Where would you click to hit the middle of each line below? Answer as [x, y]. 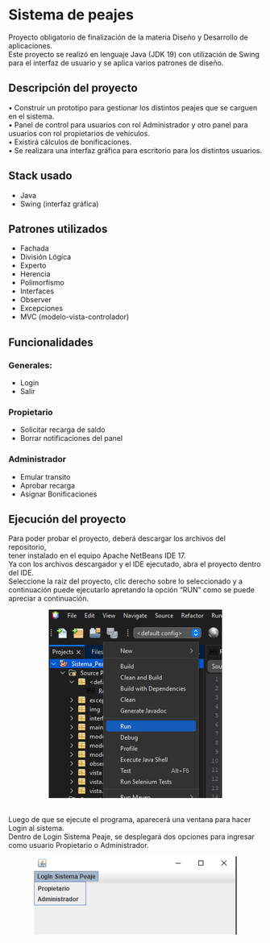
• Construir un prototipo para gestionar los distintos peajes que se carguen [133, 107]
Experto [33, 266]
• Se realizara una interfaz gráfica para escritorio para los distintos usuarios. [135, 150]
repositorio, [27, 547]
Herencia [35, 274]
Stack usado [40, 176]
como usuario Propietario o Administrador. [79, 845]
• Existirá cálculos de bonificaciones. [70, 142]
